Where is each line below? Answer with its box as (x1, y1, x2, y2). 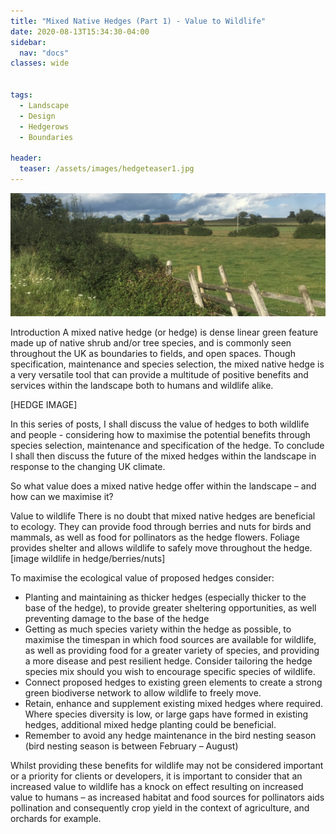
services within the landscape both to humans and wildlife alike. (10, 379, 274, 391)
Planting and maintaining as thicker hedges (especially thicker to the (24, 591, 307, 603)
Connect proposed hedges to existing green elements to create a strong (24, 676, 323, 688)
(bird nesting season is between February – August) (24, 740, 239, 752)
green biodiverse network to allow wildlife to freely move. (24, 686, 262, 699)
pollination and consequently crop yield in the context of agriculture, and (10, 801, 310, 814)
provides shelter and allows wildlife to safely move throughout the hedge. (10, 541, 313, 554)
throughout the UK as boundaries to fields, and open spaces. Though (10, 347, 296, 359)
